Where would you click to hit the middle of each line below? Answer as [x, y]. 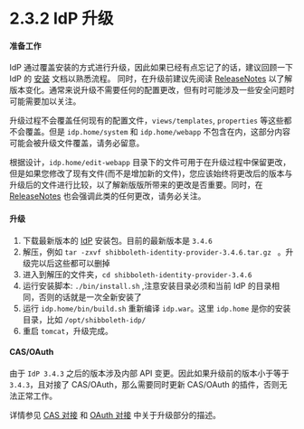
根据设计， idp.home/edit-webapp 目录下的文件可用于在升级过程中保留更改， [150, 163]
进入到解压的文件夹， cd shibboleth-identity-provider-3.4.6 [137, 274]
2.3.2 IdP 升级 [62, 19]
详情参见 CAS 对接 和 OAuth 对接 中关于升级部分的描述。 [115, 415]
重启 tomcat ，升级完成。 [67, 331]
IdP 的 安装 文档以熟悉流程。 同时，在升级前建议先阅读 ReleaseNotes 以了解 [151, 79]
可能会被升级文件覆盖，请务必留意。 [77, 143]
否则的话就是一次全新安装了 [90, 297]
